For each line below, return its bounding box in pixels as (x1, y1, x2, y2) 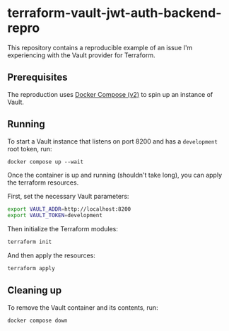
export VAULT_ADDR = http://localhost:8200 (7, 205, 131, 213)
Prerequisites (7, 71, 68, 83)
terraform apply (7, 265, 55, 272)
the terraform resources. (7, 178, 79, 187)
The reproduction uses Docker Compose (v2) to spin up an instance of (7, 90, 213, 98)
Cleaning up (7, 284, 62, 296)
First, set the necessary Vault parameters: (7, 192, 129, 200)
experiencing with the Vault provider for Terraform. (7, 51, 155, 59)
